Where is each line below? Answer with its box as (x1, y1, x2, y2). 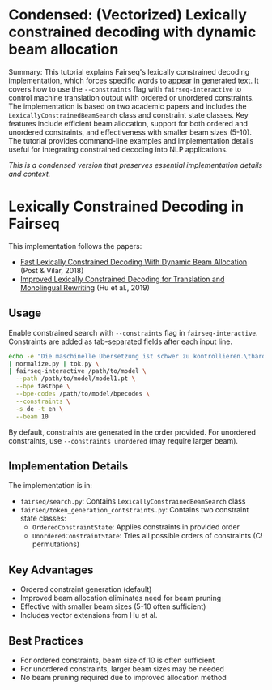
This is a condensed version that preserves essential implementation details (8, 160, 263, 169)
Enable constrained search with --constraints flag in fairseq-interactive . (8, 328, 258, 337)
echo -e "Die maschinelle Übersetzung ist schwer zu (8, 352, 190, 360)
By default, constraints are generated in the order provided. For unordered (8, 427, 257, 437)
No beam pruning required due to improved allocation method (19, 673, 227, 682)
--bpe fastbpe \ (15, 383, 70, 391)
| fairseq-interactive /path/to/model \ (8, 367, 147, 375)
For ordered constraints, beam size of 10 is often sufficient (19, 655, 215, 665)
